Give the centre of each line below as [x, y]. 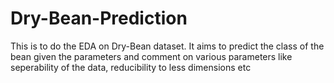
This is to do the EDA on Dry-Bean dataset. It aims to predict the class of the [167, 46]
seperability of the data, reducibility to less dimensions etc [131, 67]
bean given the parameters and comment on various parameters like [151, 56]
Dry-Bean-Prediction [99, 18]
